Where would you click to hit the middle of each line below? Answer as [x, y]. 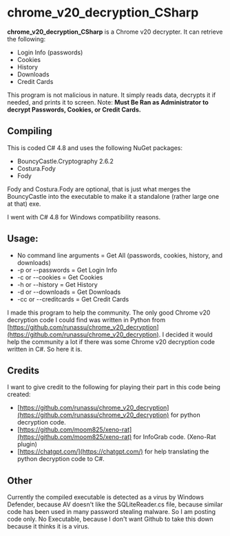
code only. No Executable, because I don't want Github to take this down [110, 519]
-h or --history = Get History [57, 284]
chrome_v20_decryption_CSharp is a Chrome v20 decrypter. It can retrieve [115, 32]
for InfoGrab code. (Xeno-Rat [175, 437]
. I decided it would [186, 334]
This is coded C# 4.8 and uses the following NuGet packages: [95, 148]
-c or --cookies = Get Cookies [60, 277]
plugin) [27, 444]
